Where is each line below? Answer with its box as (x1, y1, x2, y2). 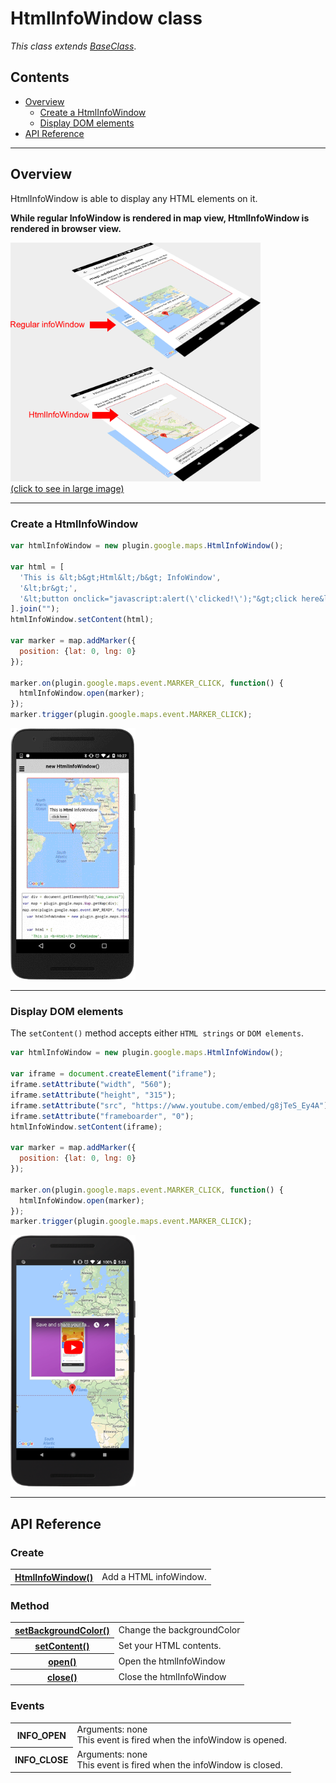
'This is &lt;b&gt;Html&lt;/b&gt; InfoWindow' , (19, 572, 222, 582)
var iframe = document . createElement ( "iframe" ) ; (10, 1069, 217, 1079)
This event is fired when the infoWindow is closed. (76, 1758, 283, 1771)
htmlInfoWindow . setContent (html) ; (10, 615, 155, 625)
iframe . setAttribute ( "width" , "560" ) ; (10, 1080, 172, 1090)
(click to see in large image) (10, 482, 125, 494)
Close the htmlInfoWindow (118, 1670, 227, 1682)
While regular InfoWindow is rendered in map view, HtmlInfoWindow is (10, 212, 310, 224)
